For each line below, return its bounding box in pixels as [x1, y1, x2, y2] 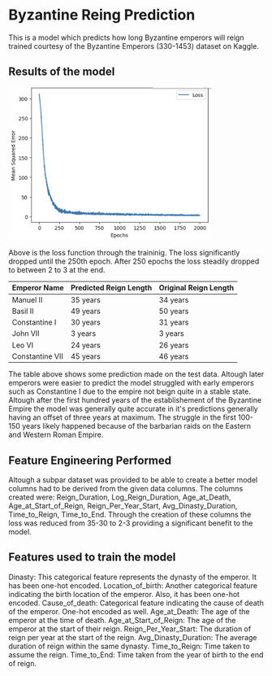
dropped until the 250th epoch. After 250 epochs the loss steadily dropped [8, 256, 260, 266]
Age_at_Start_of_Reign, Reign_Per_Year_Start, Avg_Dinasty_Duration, [8, 501, 238, 511]
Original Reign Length [158, 283, 235, 293]
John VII [11, 329, 40, 338]
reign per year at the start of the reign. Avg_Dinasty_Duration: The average [8, 632, 257, 642]
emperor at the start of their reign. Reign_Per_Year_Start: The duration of [8, 624, 252, 634]
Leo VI [11, 340, 34, 350]
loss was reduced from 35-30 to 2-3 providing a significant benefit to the [8, 518, 253, 528]
